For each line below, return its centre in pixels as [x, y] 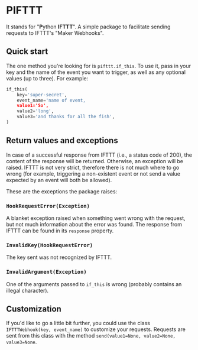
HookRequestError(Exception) [48, 206]
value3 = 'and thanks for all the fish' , [66, 117]
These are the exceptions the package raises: [62, 191]
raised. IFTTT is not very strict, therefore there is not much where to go [93, 167]
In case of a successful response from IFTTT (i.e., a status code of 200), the [99, 155]
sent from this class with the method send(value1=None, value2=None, [91, 336]
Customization [34, 309]
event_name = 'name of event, [51, 100]
